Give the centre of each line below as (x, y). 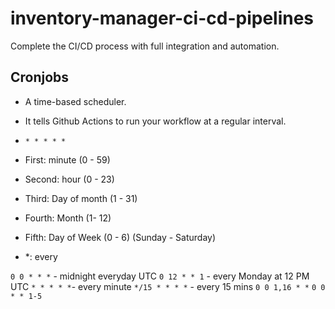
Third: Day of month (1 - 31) (81, 198)
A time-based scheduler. (75, 101)
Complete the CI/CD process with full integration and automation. (145, 46)
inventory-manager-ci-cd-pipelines (162, 18)
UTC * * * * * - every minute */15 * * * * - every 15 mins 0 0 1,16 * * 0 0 (168, 286)
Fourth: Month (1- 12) (68, 218)
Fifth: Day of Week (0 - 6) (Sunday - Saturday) (120, 237)
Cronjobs (40, 77)
